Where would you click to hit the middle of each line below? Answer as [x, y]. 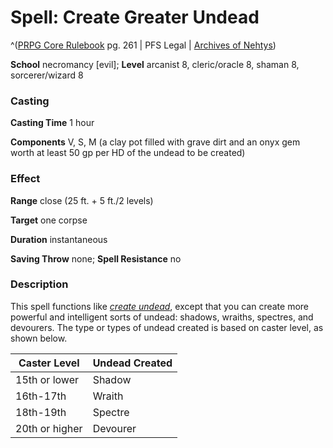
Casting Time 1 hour [52, 123]
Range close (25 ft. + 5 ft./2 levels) [82, 200]
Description [39, 284]
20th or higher [49, 428]
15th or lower [47, 379]
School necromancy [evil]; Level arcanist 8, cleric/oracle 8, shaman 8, [155, 64]
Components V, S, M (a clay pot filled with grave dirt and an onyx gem [155, 142]
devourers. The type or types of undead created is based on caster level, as [167, 327]
